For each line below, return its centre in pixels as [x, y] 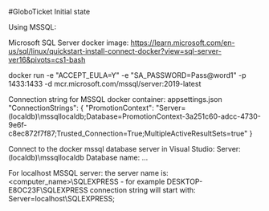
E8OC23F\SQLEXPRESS [48, 190]
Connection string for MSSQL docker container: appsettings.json [115, 99]
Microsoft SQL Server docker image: [69, 43]
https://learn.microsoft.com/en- [183, 43]
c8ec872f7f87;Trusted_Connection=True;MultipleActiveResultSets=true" [128, 133]
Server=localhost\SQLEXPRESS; [61, 199]
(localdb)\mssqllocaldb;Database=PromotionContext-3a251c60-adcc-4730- [134, 116]
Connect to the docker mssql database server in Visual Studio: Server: [124, 149]
